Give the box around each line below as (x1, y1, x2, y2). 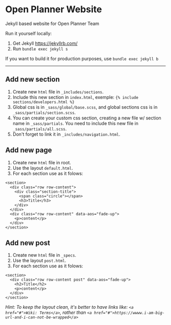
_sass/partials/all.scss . (12, 126, 67, 132)
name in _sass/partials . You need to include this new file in (12, 120, 138, 126)
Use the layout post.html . (12, 258, 66, 264)
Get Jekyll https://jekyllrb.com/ (12, 40, 78, 46)
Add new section (5, 75, 60, 84)
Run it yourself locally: (5, 30, 52, 36)
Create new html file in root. (12, 159, 71, 165)
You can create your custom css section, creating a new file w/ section (12, 115, 161, 121)
